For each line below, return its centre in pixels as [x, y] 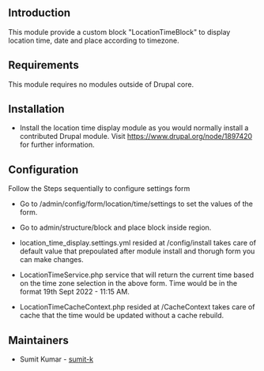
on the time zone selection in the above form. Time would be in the [128, 283]
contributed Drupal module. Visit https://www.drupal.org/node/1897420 [136, 137]
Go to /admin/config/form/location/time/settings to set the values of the [136, 204]
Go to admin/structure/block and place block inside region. [115, 227]
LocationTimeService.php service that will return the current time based [137, 275]
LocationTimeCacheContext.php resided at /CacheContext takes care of [137, 307]
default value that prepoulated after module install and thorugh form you [137, 251]
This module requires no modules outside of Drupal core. [101, 84]
